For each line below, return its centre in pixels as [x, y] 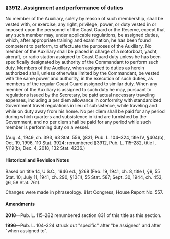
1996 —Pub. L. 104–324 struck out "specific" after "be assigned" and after [83, 225]
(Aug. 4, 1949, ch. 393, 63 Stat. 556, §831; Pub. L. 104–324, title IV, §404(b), [85, 138]
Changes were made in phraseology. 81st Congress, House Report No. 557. [84, 192]
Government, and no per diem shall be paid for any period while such [78, 122]
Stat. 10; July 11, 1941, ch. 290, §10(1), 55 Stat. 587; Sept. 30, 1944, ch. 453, [84, 177]
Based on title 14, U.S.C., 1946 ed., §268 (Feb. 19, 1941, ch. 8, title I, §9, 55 [83, 171]
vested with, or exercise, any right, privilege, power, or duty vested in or [81, 24]
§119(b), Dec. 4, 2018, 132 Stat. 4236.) [45, 148]
